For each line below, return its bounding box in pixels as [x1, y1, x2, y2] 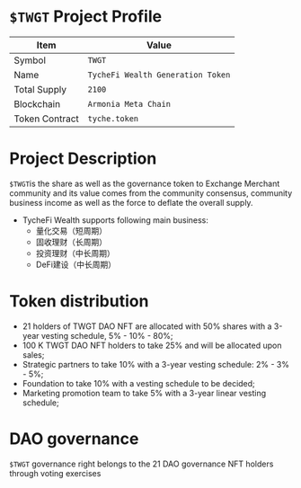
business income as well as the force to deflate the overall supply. [9, 197, 253, 208]
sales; [22, 349, 45, 360]
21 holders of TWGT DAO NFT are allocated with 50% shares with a [22, 321, 272, 332]
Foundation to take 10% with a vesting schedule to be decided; [22, 377, 256, 388]
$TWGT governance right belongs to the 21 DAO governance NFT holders [9, 458, 274, 469]
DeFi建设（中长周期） [35, 259, 117, 270]
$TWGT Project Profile [9, 6, 163, 27]
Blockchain [13, 97, 61, 110]
